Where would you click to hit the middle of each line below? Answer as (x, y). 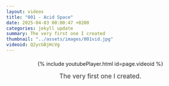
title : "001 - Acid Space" (40, 17)
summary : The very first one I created (56, 34)
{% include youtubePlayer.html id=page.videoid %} (100, 63)
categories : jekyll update (40, 28)
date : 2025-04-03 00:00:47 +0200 (48, 23)
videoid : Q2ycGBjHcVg (33, 45)
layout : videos (25, 12)
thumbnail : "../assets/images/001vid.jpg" (60, 39)
